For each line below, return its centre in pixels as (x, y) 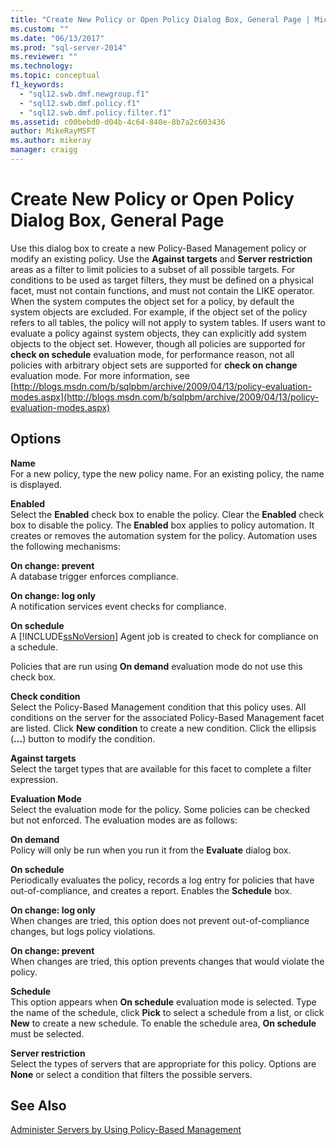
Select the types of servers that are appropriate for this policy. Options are (163, 1063)
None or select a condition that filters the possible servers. (131, 1074)
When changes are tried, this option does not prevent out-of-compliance (160, 920)
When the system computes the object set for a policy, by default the (152, 301)
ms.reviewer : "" (44, 57)
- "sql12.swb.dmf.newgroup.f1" (84, 94)
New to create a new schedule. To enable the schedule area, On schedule (163, 1023)
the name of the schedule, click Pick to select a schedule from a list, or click (167, 1012)
